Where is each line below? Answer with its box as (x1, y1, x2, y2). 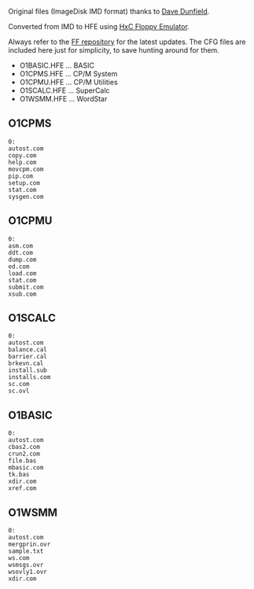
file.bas (8, 457, 37, 465)
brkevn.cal (8, 359, 44, 368)
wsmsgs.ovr (8, 561, 44, 569)
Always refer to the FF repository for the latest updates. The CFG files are (8, 37, 246, 46)
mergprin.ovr (8, 540, 51, 549)
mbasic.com (8, 464, 44, 472)
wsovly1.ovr (8, 568, 47, 576)
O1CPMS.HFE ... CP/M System (19, 69, 118, 78)
